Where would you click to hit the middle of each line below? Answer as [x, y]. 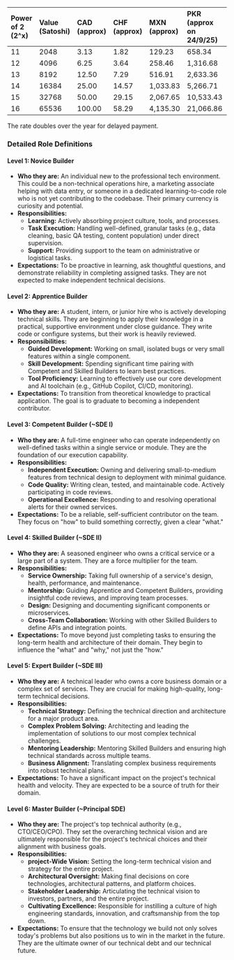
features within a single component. [79, 357]
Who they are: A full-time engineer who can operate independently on [118, 440]
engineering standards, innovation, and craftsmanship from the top [124, 914]
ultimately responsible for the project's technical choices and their [112, 839]
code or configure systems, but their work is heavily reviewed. [107, 334]
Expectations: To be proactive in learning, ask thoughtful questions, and [121, 266]
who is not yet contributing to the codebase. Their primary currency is [118, 199]
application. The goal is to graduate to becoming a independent [108, 401]
